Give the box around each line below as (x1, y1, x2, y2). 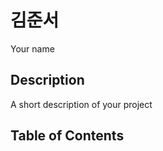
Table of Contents (10, 127, 125, 145)
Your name (10, 42, 55, 55)
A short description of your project (10, 98, 153, 110)
